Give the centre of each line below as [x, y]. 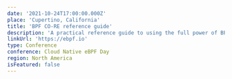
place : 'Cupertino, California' [54, 20]
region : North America [40, 58]
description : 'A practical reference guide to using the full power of [112, 33]
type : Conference [32, 45]
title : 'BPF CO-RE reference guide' [60, 26]
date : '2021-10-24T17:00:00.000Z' [57, 13]
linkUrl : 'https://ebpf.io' [48, 39]
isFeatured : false [33, 65]
